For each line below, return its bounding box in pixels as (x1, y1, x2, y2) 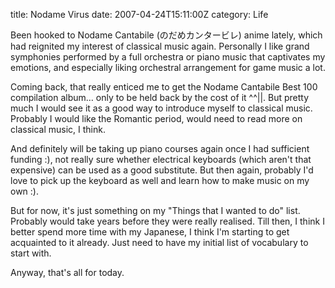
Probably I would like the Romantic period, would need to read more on (10, 113, 303, 124)
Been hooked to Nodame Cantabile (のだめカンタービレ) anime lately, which (10, 29, 323, 41)
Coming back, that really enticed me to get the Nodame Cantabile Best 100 (10, 81, 318, 93)
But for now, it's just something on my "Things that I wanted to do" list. (10, 205, 301, 216)
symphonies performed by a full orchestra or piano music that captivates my (10, 51, 326, 63)
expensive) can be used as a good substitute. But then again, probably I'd (10, 164, 314, 176)
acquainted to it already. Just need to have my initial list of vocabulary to (10, 237, 309, 248)
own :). (10, 185, 39, 197)
